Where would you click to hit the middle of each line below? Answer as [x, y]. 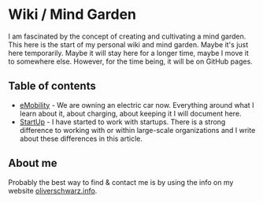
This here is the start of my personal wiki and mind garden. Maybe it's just [128, 44]
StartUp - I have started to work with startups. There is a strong [122, 122]
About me [33, 163]
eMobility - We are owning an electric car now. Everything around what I [137, 105]
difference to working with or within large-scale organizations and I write [137, 130]
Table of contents [52, 86]
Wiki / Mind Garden [72, 15]
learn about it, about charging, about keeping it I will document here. [130, 113]
